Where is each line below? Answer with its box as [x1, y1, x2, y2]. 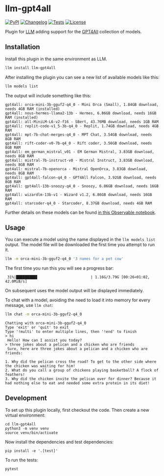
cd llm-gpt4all [5, 422, 36, 426]
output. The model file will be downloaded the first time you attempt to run [5, 242, 155, 248]
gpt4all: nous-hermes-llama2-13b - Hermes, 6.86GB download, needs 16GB [5, 111, 157, 116]
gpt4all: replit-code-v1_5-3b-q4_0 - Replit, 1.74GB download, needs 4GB [5, 124, 159, 128]
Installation [5, 43, 40, 51]
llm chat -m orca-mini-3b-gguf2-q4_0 [5, 312, 82, 317]
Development [5, 394, 47, 402]
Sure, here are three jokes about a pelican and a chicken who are [7, 347, 148, 351]
